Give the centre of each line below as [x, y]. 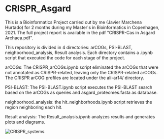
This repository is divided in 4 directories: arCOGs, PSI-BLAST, [69, 47]
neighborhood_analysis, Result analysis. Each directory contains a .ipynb [79, 53]
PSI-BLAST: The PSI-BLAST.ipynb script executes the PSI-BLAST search [79, 87]
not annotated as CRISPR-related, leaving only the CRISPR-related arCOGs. [81, 72]
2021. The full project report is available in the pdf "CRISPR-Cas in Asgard [80, 32]
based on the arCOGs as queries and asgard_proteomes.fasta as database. [82, 92]
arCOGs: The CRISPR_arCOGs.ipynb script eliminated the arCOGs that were [82, 67]
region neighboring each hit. [34, 107]
